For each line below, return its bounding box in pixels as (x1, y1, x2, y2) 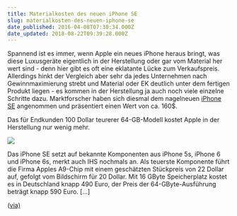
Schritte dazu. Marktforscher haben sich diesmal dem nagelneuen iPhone (7, 95, 221, 103)
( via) (7, 201, 21, 210)
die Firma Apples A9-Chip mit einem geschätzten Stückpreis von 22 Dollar (7, 165, 224, 174)
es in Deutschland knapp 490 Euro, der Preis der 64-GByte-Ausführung (7, 180, 216, 188)
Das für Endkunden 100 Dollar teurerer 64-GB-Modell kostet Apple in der (7, 116, 220, 124)
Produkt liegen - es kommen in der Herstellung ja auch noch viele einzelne (7, 87, 224, 95)
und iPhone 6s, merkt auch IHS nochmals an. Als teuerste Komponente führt (7, 157, 230, 166)
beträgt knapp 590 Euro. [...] (7, 188, 91, 196)
